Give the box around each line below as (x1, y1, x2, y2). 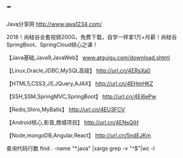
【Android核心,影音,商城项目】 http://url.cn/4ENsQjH (6, 118, 139, 126)
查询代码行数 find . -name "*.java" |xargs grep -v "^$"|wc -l (6, 145, 155, 152)
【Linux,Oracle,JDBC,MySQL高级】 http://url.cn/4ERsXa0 (6, 66, 151, 74)
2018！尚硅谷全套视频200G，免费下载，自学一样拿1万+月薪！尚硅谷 (6, 33, 178, 40)
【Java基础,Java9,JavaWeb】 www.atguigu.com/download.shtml (6, 54, 170, 61)
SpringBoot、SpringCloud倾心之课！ (6, 41, 98, 48)
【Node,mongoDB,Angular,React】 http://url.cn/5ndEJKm (6, 131, 151, 139)
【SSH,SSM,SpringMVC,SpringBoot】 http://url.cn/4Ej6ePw (6, 93, 157, 100)
